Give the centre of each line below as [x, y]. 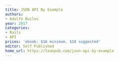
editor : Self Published [30, 46]
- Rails [13, 32]
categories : [17, 28]
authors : [14, 14]
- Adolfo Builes [22, 19]
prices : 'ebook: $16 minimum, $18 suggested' [53, 42]
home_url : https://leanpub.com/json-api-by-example [59, 51]
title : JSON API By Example [34, 10]
